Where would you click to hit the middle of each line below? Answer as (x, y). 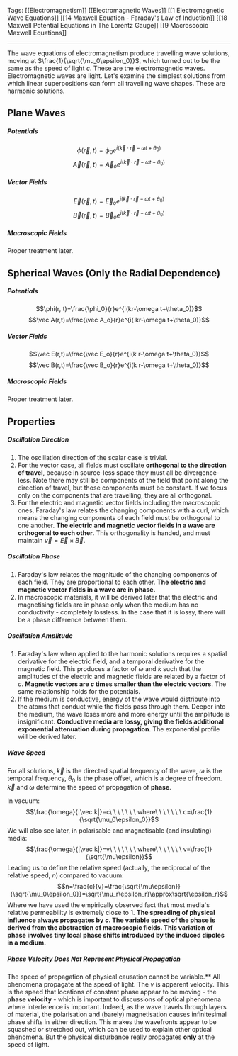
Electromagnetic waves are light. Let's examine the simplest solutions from (117, 76)
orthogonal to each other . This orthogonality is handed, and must (114, 533)
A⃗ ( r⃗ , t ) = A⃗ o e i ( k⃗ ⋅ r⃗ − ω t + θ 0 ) (119, 164)
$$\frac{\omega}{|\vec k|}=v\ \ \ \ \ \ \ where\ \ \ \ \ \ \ (104, 849)
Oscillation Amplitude (40, 636)
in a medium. (27, 943)
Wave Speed (27, 753)
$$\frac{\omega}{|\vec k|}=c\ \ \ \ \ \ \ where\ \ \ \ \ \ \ (104, 812)
